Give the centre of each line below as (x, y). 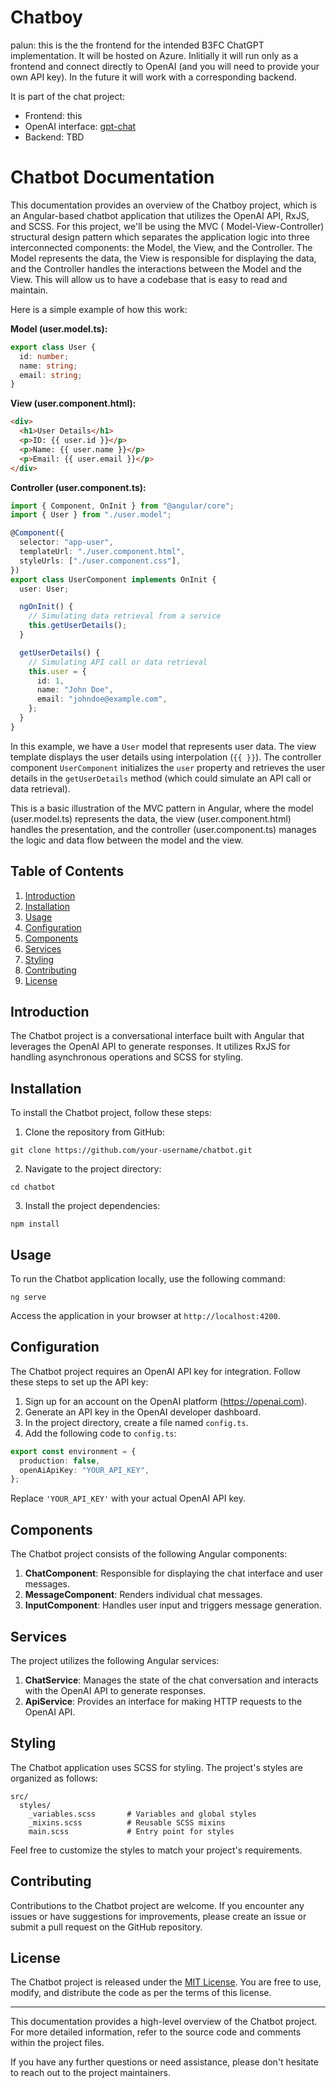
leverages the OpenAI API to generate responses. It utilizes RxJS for (150, 1047)
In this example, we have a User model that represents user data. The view (163, 746)
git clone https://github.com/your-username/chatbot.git (131, 1151)
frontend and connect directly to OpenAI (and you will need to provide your (165, 66)
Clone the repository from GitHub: (94, 1132)
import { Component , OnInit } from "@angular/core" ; (122, 506)
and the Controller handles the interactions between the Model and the (156, 268)
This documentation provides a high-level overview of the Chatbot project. (164, 2022)
